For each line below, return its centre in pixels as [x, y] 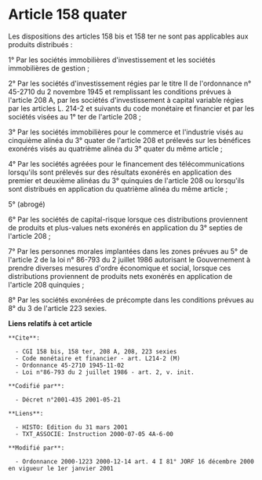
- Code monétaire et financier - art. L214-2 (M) [98, 358]
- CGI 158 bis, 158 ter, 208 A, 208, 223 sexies [96, 351]
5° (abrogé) [27, 204]
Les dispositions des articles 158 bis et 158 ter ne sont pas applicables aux [128, 36]
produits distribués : [40, 44]
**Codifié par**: [36, 386]
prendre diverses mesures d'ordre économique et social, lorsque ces [120, 268]
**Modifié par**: [36, 448]
